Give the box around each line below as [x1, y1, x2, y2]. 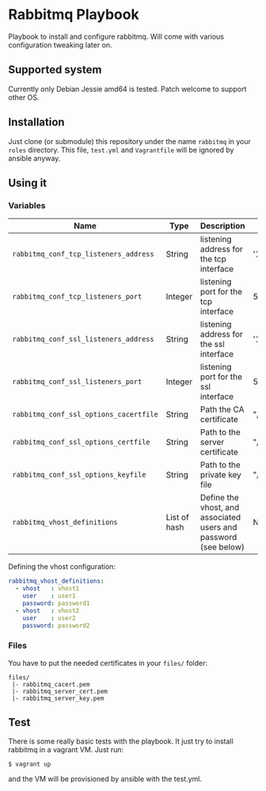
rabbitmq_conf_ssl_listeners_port [12, 378, 142, 386]
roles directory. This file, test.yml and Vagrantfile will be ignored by [8, 145, 234, 154]
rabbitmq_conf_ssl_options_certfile [12, 438, 150, 447]
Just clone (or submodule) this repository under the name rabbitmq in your [8, 136, 252, 146]
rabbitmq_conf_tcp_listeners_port [12, 292, 142, 302]
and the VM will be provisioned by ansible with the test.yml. [8, 774, 203, 784]
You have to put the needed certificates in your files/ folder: [8, 658, 208, 667]
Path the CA [199, 404, 245, 415]
